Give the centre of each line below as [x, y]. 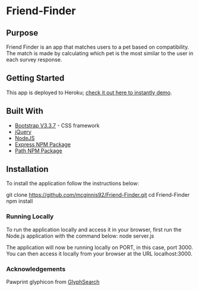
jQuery [23, 132]
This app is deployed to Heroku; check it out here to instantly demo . [89, 92]
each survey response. [34, 60]
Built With [25, 111]
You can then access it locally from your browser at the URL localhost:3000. [99, 254]
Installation [27, 169]
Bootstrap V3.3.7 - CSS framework [57, 125]
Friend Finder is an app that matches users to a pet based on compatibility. [98, 47]
